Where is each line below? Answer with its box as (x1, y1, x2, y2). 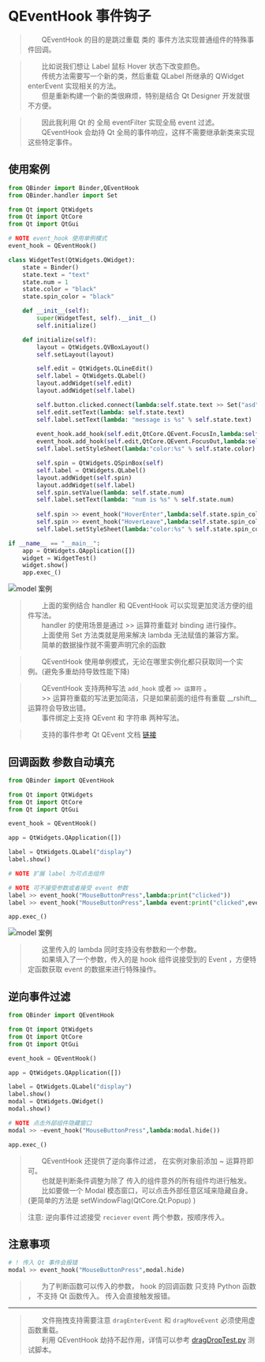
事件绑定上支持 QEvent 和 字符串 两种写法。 (41, 713, 184, 722)
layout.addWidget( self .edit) (36, 379, 132, 387)
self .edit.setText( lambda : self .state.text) (36, 408, 185, 416)
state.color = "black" (22, 285, 97, 293)
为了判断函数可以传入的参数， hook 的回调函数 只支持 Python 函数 (41, 1282, 256, 1291)
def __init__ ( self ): (22, 307, 90, 315)
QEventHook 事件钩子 (8, 7, 151, 25)
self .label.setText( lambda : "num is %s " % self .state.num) (36, 496, 235, 504)
